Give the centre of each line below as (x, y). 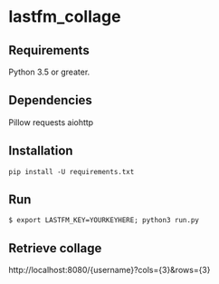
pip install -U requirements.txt (71, 171)
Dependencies (50, 100)
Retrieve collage (55, 248)
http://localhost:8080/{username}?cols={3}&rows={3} (109, 270)
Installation (41, 151)
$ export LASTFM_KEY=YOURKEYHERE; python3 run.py (104, 220)
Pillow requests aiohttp (51, 122)
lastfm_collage (65, 17)
